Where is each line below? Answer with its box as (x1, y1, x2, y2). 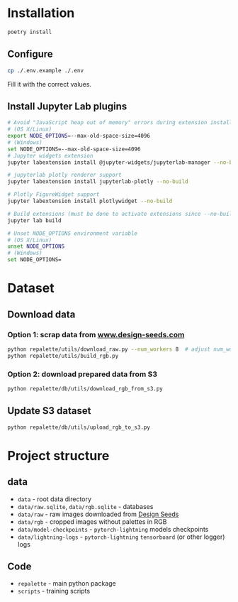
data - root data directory (17, 495, 92, 503)
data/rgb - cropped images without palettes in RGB (17, 517, 167, 526)
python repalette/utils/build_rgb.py (7, 352, 119, 359)
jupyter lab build (7, 217, 62, 224)
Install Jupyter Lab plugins (7, 100, 127, 112)
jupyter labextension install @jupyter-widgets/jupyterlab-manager (7, 158, 211, 166)
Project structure (7, 447, 110, 464)
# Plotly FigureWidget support (7, 191, 100, 198)
